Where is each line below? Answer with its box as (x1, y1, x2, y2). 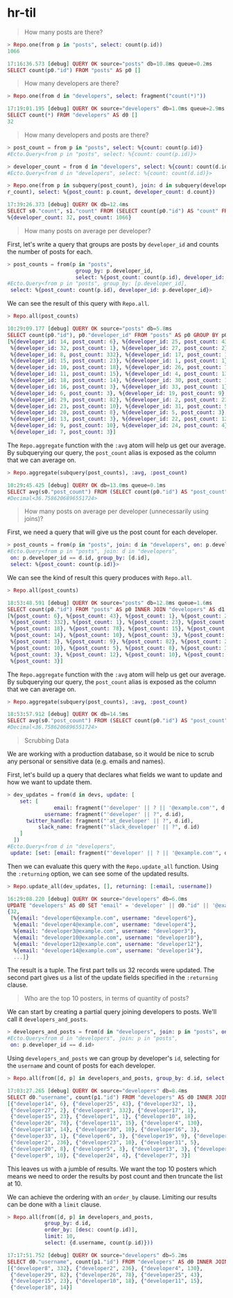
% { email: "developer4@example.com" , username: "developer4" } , (13, 922, 197, 929)
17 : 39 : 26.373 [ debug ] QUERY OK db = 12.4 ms (7, 201, 129, 208)
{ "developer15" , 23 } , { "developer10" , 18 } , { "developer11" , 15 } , (10, 1278, 203, 1285)
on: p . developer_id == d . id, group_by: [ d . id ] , (10, 554, 150, 562)
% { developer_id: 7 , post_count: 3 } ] (10, 428, 116, 435)
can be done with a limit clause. (7, 1200, 102, 1208)
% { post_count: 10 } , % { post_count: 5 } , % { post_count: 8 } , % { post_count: (10, 644, 222, 651)
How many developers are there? (24, 79, 119, 88)
